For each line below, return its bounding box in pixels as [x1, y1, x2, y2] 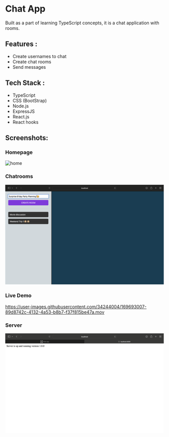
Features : [5, 40, 38, 49]
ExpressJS [12, 108, 35, 114]
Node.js [12, 103, 29, 109]
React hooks [12, 119, 39, 125]
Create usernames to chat [12, 53, 67, 59]
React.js [12, 113, 30, 119]
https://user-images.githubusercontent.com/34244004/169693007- [5, 303, 147, 310]
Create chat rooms [12, 59, 51, 65]
